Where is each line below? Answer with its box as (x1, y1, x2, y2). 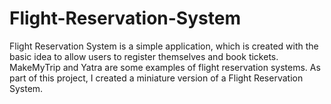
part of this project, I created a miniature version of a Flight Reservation (9, 72, 304, 84)
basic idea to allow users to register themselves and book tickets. (9, 50, 279, 62)
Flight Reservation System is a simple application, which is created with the (9, 40, 319, 52)
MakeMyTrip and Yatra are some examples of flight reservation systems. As (9, 61, 321, 73)
